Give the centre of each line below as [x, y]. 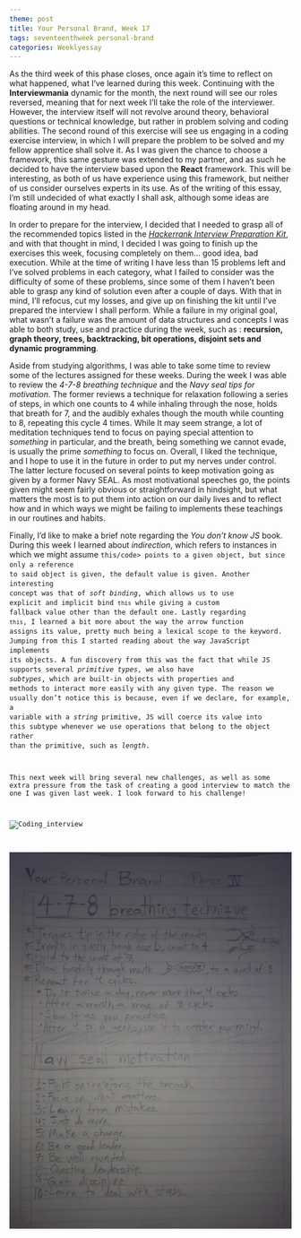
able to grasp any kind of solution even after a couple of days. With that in [146, 291]
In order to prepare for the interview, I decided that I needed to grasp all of [146, 225]
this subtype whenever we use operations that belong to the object [140, 727]
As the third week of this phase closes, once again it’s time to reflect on [141, 74]
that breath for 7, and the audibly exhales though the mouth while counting [146, 413]
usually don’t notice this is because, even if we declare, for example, [150, 698]
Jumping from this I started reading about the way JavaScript [130, 641]
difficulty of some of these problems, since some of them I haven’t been [142, 281]
